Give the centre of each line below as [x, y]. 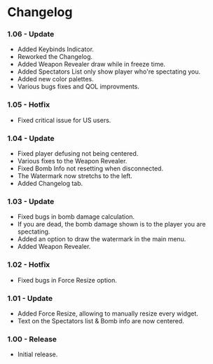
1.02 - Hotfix [29, 265]
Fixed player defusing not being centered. [78, 154]
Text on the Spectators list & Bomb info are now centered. [101, 321]
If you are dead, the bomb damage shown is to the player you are [111, 224]
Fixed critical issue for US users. [64, 120]
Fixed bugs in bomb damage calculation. [76, 217]
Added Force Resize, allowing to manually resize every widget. [108, 314]
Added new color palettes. [55, 79]
